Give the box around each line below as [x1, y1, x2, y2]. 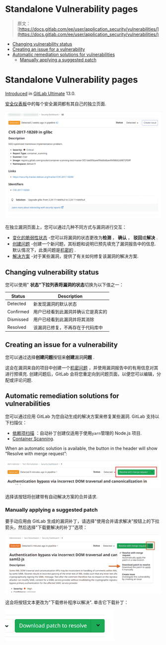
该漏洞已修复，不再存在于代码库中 [33, 324, 103, 330]
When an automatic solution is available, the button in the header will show [5, 445, 158, 451]
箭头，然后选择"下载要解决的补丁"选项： [5, 525, 88, 530]
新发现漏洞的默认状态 [33, 301, 77, 307]
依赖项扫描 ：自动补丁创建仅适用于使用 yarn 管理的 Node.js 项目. [12, 430, 142, 436]
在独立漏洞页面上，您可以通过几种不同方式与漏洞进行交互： [5, 224, 127, 230]
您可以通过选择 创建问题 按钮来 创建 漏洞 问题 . [5, 354, 95, 360]
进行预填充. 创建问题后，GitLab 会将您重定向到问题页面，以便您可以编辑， [5, 371, 157, 377]
